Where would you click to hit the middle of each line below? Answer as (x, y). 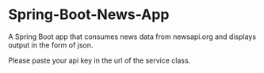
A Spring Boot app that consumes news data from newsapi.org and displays (132, 36)
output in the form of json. (51, 44)
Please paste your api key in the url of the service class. (99, 60)
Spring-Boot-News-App (89, 15)
